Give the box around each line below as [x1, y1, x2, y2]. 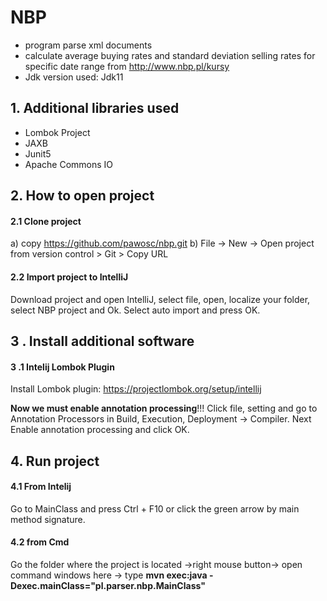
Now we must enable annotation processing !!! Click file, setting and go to [10, 402, 318, 415]
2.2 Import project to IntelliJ [10, 271, 129, 283]
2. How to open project [10, 187, 155, 205]
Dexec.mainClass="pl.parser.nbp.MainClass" [10, 579, 206, 591]
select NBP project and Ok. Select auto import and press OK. [10, 304, 261, 316]
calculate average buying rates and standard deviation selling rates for [24, 49, 316, 61]
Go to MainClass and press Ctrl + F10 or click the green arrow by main [10, 502, 300, 515]
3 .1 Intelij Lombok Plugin [10, 361, 115, 373]
